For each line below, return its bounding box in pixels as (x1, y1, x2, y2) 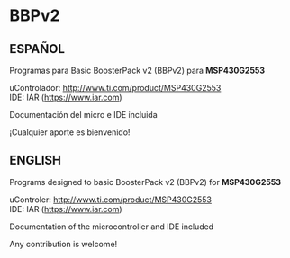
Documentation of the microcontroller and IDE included (9, 221, 214, 232)
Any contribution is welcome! (9, 238, 118, 249)
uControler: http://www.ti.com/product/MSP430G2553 (9, 194, 213, 205)
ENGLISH (9, 153, 61, 168)
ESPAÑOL (9, 41, 66, 57)
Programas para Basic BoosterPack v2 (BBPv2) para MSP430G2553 (9, 65, 266, 76)
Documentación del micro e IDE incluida (9, 110, 158, 120)
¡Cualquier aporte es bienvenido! (9, 127, 131, 138)
